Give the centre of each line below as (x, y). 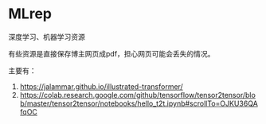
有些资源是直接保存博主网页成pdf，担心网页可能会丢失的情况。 (111, 53)
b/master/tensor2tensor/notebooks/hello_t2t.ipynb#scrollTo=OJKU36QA (139, 103)
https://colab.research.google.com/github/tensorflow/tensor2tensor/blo (138, 95)
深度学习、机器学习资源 (47, 37)
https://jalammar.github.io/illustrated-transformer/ (101, 86)
